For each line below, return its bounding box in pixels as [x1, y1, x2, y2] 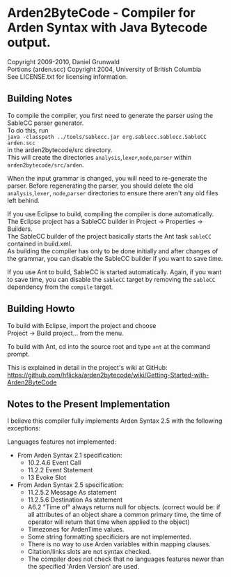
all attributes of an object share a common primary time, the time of [27, 511, 221, 519]
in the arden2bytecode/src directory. [7, 145, 113, 154]
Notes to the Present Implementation [7, 398, 170, 410]
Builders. [7, 225, 33, 233]
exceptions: [7, 424, 40, 433]
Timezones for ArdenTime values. [27, 525, 125, 534]
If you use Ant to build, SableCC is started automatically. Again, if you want [7, 267, 222, 276]
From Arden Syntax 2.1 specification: [17, 451, 122, 460]
